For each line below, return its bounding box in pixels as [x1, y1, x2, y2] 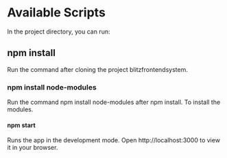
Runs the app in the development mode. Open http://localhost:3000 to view [7, 136, 221, 144]
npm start [7, 121, 36, 129]
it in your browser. [7, 144, 58, 152]
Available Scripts [7, 5, 106, 21]
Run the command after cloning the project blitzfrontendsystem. [7, 65, 189, 73]
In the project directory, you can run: [7, 27, 110, 36]
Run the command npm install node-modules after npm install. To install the [7, 98, 221, 107]
